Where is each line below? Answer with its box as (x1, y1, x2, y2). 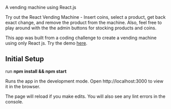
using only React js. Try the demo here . (5, 40, 88, 46)
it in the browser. (5, 83, 41, 89)
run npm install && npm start (5, 68, 67, 74)
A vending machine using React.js (5, 5, 76, 10)
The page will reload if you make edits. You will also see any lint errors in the (5, 93, 165, 99)
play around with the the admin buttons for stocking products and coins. (5, 25, 157, 31)
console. (5, 98, 24, 104)
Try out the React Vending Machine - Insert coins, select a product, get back (5, 14, 166, 20)
